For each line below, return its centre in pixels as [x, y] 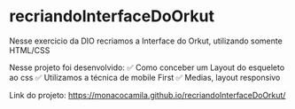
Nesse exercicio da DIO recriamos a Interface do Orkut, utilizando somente [146, 41]
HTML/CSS [30, 50]
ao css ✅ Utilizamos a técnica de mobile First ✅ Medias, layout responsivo [145, 77]
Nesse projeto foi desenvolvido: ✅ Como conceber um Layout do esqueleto [147, 67]
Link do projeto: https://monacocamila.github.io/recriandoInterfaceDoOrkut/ [147, 95]
